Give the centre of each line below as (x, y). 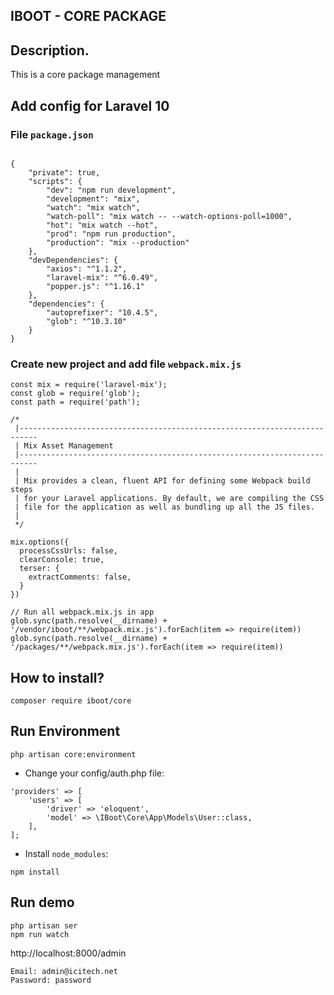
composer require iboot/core (71, 701)
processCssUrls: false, (68, 551)
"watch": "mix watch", (93, 207)
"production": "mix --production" (118, 242)
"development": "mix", (93, 199)
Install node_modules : (66, 853)
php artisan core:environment (73, 754)
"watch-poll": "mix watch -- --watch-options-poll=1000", (169, 216)
